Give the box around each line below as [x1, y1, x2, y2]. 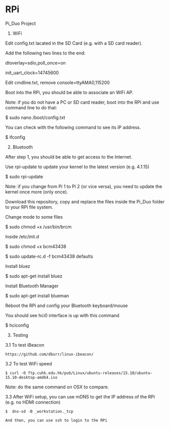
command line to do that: [5, 104, 57, 110]
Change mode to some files [5, 213, 63, 220]
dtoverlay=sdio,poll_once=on [5, 59, 66, 66]
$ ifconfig [5, 134, 25, 140]
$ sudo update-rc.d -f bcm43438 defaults [5, 253, 94, 259]
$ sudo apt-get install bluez [5, 273, 63, 279]
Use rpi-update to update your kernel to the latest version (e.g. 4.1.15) [5, 164, 150, 170]
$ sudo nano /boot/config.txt [5, 114, 66, 120]
